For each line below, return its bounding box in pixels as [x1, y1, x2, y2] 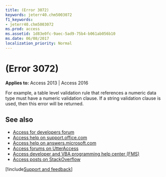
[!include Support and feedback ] [5, 166, 73, 172]
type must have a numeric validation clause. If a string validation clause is [5, 95, 161, 101]
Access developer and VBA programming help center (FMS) [12, 150, 140, 157]
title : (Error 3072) [5, 7, 50, 13]
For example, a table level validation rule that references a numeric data [5, 90, 157, 96]
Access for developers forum [12, 129, 75, 135]
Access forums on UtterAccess [12, 145, 79, 151]
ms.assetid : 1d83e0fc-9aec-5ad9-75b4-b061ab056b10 [5, 31, 116, 36]
